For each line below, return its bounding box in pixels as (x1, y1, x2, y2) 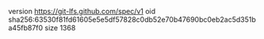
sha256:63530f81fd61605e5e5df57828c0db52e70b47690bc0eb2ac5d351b (8, 15, 256, 24)
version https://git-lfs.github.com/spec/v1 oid (8, 7, 156, 16)
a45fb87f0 (8, 23, 44, 32)
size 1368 (44, 23, 76, 32)
